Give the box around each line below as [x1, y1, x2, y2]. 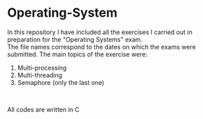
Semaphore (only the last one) [17, 78, 105, 86]
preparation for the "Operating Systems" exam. [7, 35, 143, 43]
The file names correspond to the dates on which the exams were [7, 42, 197, 51]
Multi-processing [17, 63, 67, 72]
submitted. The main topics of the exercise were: [7, 50, 148, 58]
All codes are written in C [7, 105, 80, 113]
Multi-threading [17, 71, 63, 79]
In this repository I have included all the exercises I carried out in [7, 28, 193, 36]
